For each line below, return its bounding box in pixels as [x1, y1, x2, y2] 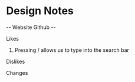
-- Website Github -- [6, 24, 56, 31]
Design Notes [6, 4, 74, 18]
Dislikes [6, 58, 25, 65]
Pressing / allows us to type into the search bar [14, 46, 130, 54]
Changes [6, 69, 28, 76]
